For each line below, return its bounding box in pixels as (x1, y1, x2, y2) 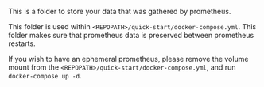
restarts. (8, 39, 36, 48)
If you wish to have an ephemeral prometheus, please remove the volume (8, 55, 249, 63)
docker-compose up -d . (8, 71, 82, 80)
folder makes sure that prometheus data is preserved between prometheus (8, 31, 254, 40)
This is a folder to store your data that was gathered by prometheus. (8, 7, 231, 16)
